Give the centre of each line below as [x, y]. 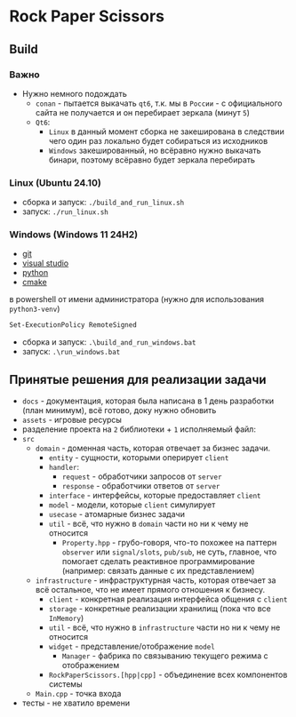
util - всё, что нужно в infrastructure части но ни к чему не [164, 627]
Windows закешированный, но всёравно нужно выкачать [155, 150]
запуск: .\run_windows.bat [71, 352]
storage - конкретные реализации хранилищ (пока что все [160, 609]
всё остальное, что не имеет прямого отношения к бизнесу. [150, 590]
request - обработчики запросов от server [142, 476]
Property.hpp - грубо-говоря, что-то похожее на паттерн [169, 543]
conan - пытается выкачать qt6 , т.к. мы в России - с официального [159, 103]
